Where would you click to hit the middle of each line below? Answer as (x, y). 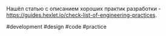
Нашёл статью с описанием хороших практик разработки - (84, 9)
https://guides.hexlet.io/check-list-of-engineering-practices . (82, 15)
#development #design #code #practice (57, 27)
